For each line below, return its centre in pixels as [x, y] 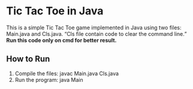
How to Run [28, 59]
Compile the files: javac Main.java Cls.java [67, 73]
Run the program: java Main [49, 79]
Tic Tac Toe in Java [55, 11]
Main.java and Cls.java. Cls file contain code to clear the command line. [95, 33]
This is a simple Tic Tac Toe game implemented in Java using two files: [94, 27]
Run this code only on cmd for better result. [61, 40]
